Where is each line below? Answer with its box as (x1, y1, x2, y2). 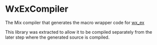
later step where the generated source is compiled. (5, 34, 110, 40)
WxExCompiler (5, 3, 69, 15)
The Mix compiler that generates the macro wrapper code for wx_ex (5, 20, 145, 25)
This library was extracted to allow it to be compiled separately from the (5, 29, 153, 35)
